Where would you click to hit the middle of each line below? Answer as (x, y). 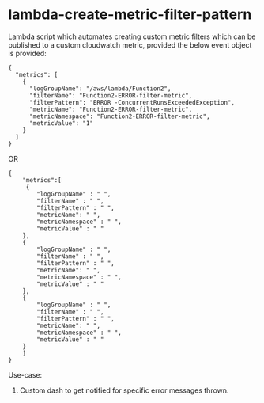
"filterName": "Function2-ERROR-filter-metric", (111, 95)
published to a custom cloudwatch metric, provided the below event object (130, 44)
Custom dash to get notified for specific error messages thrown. (124, 390)
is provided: (28, 53)
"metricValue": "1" (61, 123)
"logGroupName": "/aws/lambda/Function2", (100, 89)
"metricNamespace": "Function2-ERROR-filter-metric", (120, 116)
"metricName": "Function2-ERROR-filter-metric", (111, 109)
